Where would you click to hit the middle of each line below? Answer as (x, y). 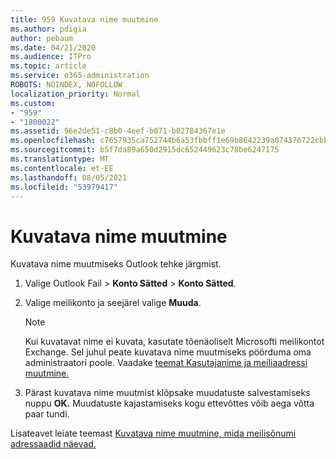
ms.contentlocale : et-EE (62, 168)
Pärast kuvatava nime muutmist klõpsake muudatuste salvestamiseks (167, 393)
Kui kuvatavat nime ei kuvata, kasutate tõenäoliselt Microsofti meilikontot (174, 342)
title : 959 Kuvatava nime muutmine (84, 19)
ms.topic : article (48, 66)
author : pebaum (42, 38)
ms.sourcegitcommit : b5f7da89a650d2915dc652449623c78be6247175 (145, 150)
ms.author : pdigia (48, 29)
